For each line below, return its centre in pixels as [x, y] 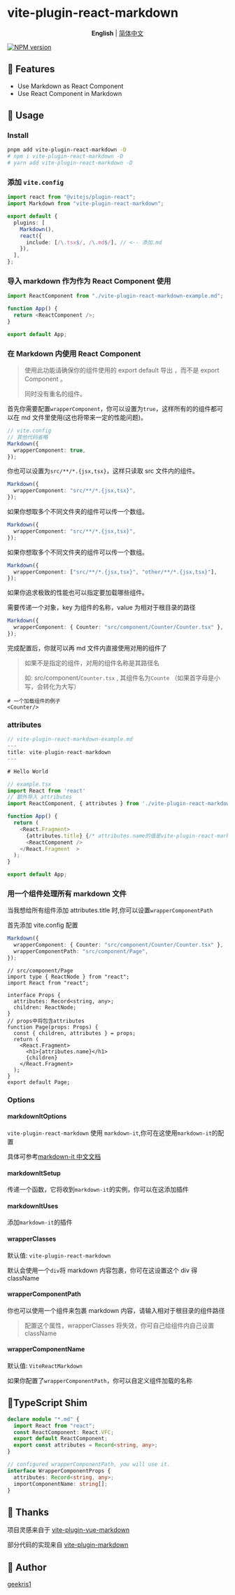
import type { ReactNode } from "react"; [69, 977]
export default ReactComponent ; [61, 1439]
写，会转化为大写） [52, 686]
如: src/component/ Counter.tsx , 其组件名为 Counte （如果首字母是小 [122, 678]
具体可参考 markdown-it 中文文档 [54, 1156]
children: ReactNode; [45, 1007]
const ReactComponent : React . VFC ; [64, 1432]
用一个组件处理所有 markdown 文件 [67, 893]
